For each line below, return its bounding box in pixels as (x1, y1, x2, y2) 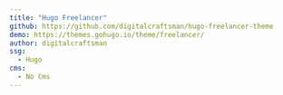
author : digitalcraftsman (9, 38, 107, 48)
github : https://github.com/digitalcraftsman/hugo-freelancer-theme (9, 22, 274, 31)
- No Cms (17, 72, 51, 81)
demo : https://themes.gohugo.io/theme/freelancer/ (9, 30, 205, 39)
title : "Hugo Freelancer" (9, 13, 107, 23)
